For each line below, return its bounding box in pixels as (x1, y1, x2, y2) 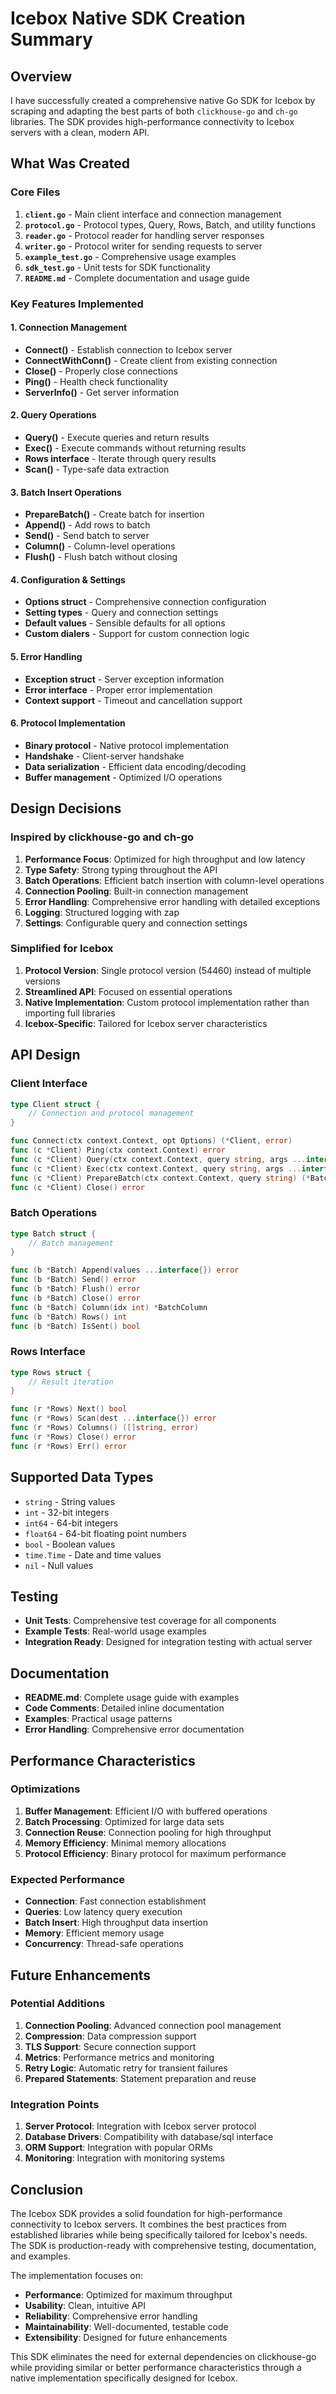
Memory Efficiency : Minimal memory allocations (24, 1837, 227, 1849)
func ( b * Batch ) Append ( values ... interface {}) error (10, 1265, 240, 1276)
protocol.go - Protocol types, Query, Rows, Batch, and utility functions (24, 218, 317, 231)
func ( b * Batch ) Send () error (10, 1275, 137, 1285)
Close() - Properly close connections (24, 365, 178, 377)
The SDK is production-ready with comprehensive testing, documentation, (10, 2239, 317, 2251)
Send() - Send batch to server (24, 530, 150, 542)
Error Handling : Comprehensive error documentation (24, 1723, 245, 1736)
